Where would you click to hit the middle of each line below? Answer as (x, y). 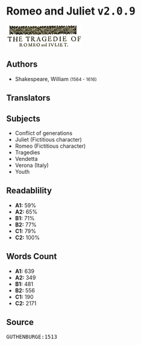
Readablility (29, 191)
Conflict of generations (44, 133)
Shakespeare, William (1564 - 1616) (56, 79)
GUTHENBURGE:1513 (32, 337)
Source (20, 322)
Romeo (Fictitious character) (50, 146)
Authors (22, 64)
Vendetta (26, 159)
